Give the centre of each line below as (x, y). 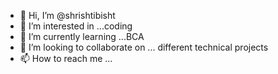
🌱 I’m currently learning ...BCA (82, 36)
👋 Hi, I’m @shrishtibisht (67, 15)
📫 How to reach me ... (66, 58)
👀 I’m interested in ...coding (76, 26)
